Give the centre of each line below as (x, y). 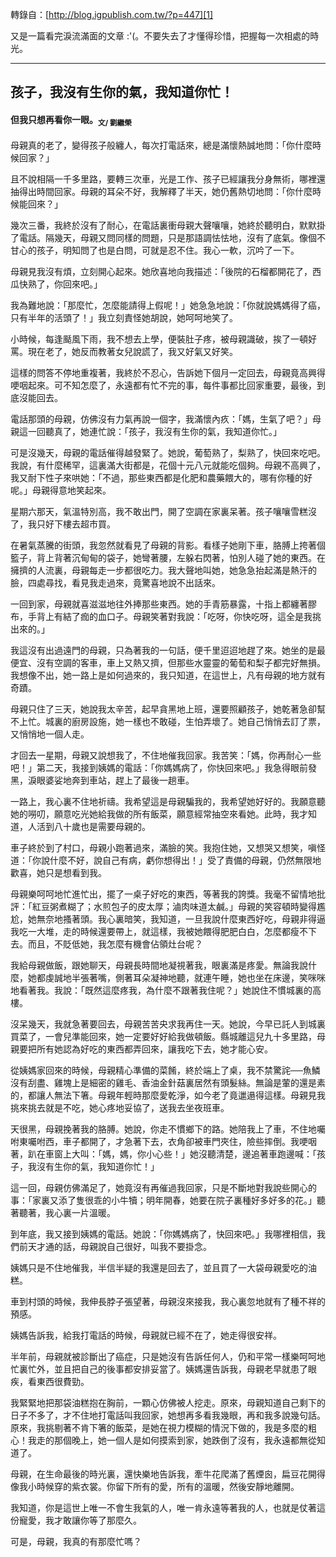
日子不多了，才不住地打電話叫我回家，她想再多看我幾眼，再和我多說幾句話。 (168, 1415)
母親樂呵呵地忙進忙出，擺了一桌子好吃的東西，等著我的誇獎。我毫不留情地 (163, 894)
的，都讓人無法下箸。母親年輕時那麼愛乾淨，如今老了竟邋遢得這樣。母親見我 (168, 1095)
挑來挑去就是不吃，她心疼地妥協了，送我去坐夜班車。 (120, 1108)
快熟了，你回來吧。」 (60, 284)
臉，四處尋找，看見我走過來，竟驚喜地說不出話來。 (115, 583)
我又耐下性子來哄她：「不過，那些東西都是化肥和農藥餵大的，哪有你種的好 (161, 478)
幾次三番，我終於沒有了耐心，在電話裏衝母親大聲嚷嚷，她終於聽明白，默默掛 (168, 225)
